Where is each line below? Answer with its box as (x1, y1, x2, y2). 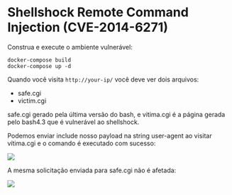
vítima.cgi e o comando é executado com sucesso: (7, 139, 156, 147)
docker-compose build (7, 56, 72, 64)
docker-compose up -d (7, 62, 72, 69)
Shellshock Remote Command (7, 4, 189, 21)
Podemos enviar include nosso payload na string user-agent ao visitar (7, 131, 212, 140)
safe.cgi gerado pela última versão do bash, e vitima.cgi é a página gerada (7, 110, 226, 118)
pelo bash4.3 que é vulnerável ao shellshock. (7, 118, 140, 126)
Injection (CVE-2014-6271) (7, 19, 169, 35)
